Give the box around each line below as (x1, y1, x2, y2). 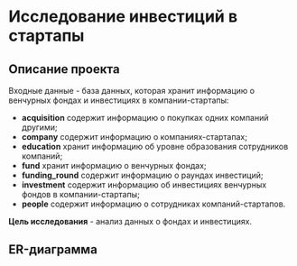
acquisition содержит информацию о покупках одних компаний (21, 113, 269, 123)
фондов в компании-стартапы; (21, 189, 141, 199)
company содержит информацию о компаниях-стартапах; (21, 132, 247, 142)
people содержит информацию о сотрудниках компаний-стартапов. (21, 198, 286, 209)
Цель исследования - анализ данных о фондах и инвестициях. (8, 216, 253, 226)
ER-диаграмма (8, 242, 98, 258)
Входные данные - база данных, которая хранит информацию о (8, 86, 255, 96)
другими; (21, 122, 58, 133)
